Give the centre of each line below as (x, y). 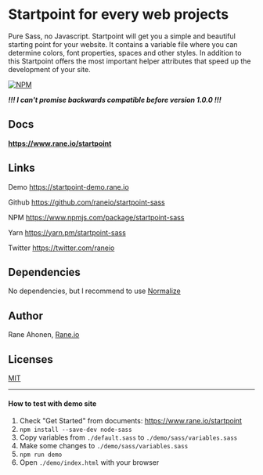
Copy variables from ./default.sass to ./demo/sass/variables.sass (128, 437)
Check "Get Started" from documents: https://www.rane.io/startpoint (131, 421)
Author (25, 315)
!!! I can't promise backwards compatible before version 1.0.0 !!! (115, 100)
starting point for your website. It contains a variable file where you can (123, 44)
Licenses (31, 359)
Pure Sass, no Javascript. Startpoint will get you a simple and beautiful (122, 36)
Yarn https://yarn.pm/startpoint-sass (67, 232)
